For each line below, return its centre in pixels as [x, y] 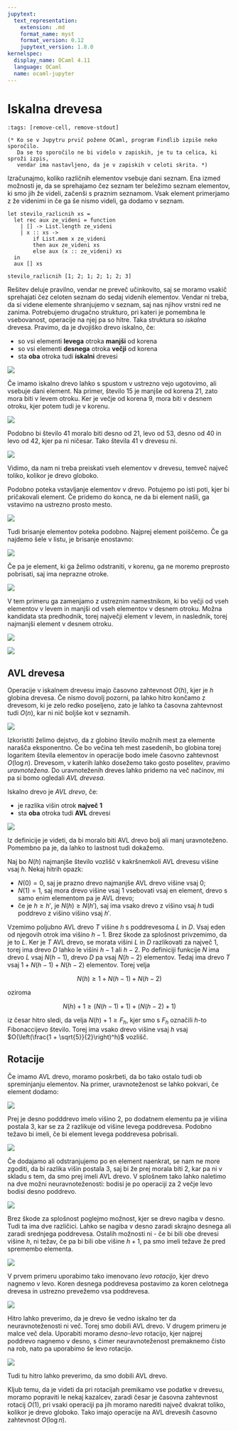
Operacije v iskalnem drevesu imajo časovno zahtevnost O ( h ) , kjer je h [110, 690]
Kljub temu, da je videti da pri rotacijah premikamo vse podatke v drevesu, [116, 1389]
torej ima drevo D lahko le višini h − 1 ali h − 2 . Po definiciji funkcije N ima [113, 950]
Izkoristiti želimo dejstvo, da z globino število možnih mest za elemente [111, 740]
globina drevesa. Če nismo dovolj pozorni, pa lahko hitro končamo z [107, 698]
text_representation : [46, 21]
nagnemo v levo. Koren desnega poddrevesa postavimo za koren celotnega [118, 1284]
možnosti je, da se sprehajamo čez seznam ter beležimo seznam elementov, [119, 186]
